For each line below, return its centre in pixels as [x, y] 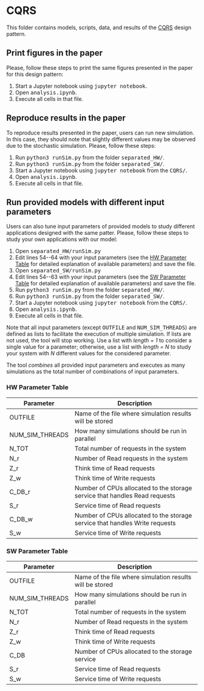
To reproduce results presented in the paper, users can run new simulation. [100, 133]
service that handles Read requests [125, 495]
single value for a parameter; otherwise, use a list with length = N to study [99, 347]
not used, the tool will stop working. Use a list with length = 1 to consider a [99, 341]
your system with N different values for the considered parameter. [89, 353]
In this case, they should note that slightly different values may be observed [101, 139]
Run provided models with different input [86, 202]
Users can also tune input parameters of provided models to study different [101, 226]
